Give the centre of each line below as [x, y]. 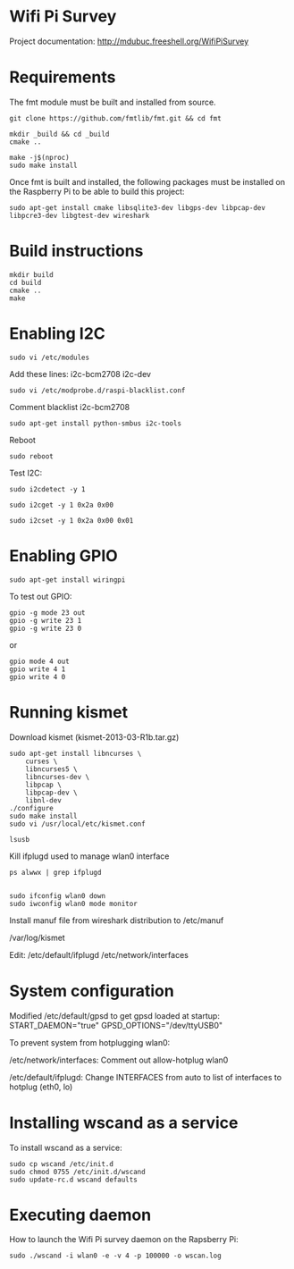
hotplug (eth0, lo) [41, 1087]
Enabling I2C [57, 333]
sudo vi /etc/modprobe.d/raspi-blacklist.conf [97, 391]
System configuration [92, 991]
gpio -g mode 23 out [48, 613]
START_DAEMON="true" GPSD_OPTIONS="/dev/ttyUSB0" [116, 1025]
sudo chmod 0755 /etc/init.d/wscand [77, 1172]
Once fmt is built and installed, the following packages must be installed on [147, 181]
